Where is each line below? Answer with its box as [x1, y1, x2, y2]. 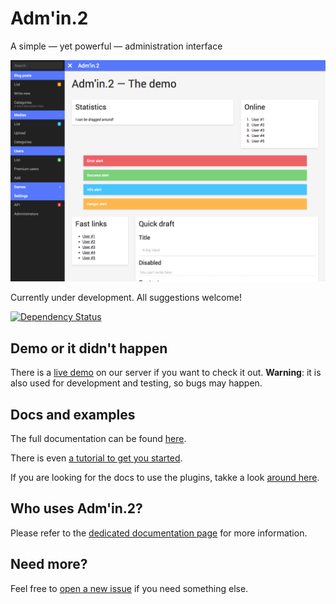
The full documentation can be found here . [10, 432, 187, 444]
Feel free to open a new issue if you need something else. [10, 582, 249, 594]
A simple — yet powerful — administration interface [10, 40, 223, 52]
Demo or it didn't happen [10, 340, 168, 357]
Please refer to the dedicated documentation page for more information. [10, 527, 308, 539]
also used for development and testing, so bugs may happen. [10, 377, 263, 389]
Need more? [10, 556, 88, 573]
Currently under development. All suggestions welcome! [10, 292, 242, 304]
